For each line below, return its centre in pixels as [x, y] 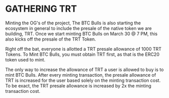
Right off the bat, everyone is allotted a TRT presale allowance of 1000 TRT [83, 49]
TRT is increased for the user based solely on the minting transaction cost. [83, 80]
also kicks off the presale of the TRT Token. [51, 39]
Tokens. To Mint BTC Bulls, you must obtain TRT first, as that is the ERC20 [82, 54]
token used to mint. [25, 59]
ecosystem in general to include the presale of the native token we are [78, 28]
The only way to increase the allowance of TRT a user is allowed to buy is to [85, 70]
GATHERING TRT [41, 9]
